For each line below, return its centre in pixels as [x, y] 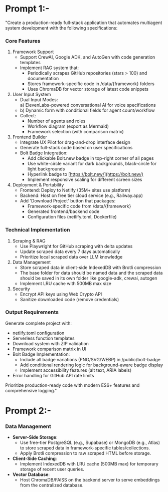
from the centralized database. [52, 485]
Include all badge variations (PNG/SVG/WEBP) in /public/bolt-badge [90, 359]
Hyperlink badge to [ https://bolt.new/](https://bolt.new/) [86, 174]
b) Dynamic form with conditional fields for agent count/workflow [88, 110]
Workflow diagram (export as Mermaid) [68, 126]
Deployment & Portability [38, 185]
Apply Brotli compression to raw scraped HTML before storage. [86, 453]
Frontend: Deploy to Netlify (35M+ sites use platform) [75, 190]
